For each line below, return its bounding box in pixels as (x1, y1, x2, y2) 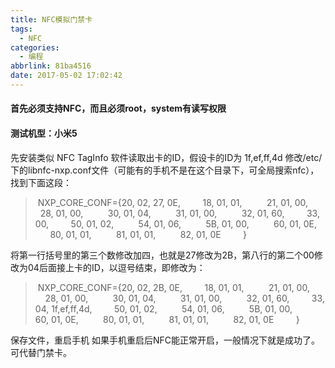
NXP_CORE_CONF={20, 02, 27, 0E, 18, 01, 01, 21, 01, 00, (37, 196, 308, 208)
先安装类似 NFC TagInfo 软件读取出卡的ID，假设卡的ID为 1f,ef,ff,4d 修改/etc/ (10, 151, 323, 163)
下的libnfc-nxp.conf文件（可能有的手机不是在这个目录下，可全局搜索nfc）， (10, 164, 320, 176)
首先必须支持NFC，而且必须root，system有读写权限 (10, 102, 227, 115)
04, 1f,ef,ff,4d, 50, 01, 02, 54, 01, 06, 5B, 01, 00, (34, 302, 293, 315)
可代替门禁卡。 (10, 346, 72, 358)
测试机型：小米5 (10, 127, 78, 140)
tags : (10, 24, 33, 34)
